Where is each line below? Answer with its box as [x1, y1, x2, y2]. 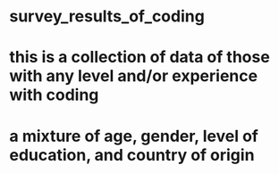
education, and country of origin [9, 144, 255, 165]
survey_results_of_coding [9, 6, 206, 27]
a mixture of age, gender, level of [9, 126, 259, 146]
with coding [9, 85, 99, 105]
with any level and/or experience [9, 66, 258, 86]
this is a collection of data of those [9, 47, 270, 68]
